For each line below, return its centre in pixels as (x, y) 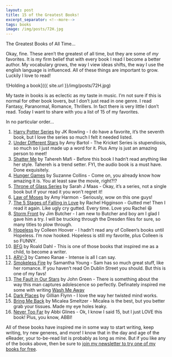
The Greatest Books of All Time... (41, 44)
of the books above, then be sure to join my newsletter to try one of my (81, 344)
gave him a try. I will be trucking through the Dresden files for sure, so (87, 219)
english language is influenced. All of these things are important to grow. (82, 70)
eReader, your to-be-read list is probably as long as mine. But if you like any (86, 338)
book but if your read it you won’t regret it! (58, 192)
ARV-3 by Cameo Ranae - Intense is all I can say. (65, 257)
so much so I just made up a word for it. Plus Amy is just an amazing (85, 148)
